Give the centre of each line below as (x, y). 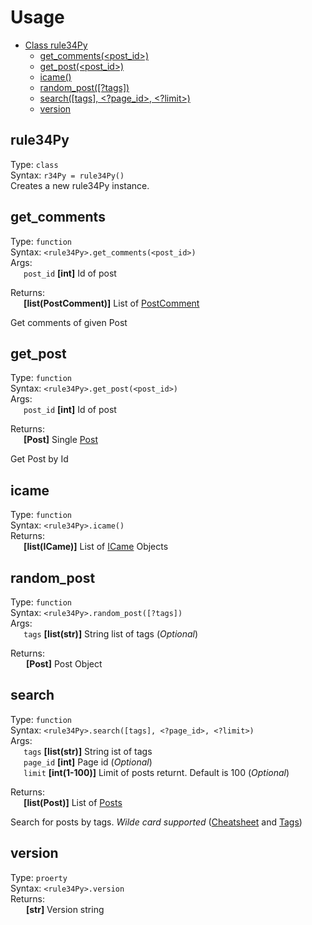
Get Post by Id (39, 459)
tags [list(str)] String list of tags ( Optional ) (111, 634)
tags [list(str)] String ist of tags (88, 751)
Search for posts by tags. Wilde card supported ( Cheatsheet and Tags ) (156, 822)
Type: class (34, 164)
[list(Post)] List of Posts (73, 802)
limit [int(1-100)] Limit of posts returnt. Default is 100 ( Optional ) (156, 772)
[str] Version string (65, 909)
